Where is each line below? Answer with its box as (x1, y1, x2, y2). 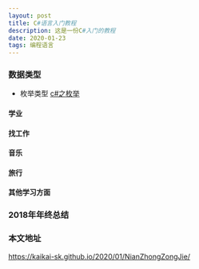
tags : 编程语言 (8, 42, 54, 49)
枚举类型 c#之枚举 (19, 89, 80, 98)
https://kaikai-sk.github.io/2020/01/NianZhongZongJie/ (8, 251, 190, 261)
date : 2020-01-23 (8, 34, 66, 42)
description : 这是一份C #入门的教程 (8, 26, 116, 34)
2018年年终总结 (8, 209, 70, 220)
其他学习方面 (8, 188, 50, 197)
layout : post (8, 11, 52, 20)
